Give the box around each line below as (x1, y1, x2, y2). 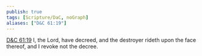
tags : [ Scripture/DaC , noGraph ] (6, 14, 88, 20)
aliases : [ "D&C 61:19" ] (6, 20, 67, 26)
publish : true (6, 8, 43, 15)
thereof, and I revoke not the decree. (6, 43, 98, 50)
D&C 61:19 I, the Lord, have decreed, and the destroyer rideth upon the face (6, 37, 197, 44)
